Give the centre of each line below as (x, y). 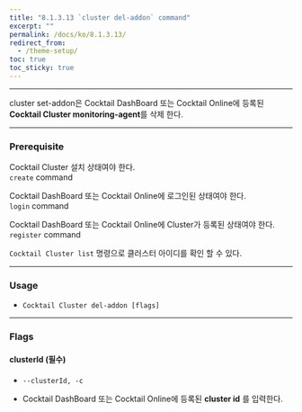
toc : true (28, 59)
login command (39, 206)
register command (45, 235)
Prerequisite (37, 147)
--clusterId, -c (53, 381)
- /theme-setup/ (48, 51)
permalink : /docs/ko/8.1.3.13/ (68, 34)
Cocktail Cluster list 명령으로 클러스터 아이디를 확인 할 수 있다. (126, 254)
